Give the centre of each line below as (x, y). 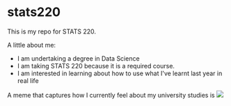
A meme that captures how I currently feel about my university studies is (111, 95)
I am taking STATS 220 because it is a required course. (96, 66)
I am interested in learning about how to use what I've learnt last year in (120, 73)
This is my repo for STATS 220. (51, 31)
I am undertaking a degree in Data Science (79, 58)
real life (28, 80)
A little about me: (32, 45)
